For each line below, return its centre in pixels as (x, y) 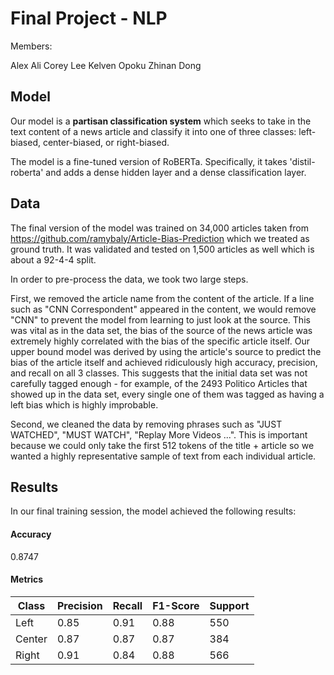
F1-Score (176, 605)
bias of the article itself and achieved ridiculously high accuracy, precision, (164, 362)
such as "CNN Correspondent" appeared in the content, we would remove (163, 309)
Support (229, 605)
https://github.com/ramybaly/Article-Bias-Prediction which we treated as (160, 238)
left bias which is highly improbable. (84, 404)
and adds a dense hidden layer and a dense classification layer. (176, 172)
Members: (31, 46)
